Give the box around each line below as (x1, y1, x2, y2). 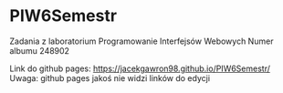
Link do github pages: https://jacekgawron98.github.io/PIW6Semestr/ (9, 63, 271, 74)
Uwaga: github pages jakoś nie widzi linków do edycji (9, 72, 211, 83)
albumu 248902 (9, 45, 70, 56)
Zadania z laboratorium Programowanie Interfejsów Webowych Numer (9, 36, 274, 46)
